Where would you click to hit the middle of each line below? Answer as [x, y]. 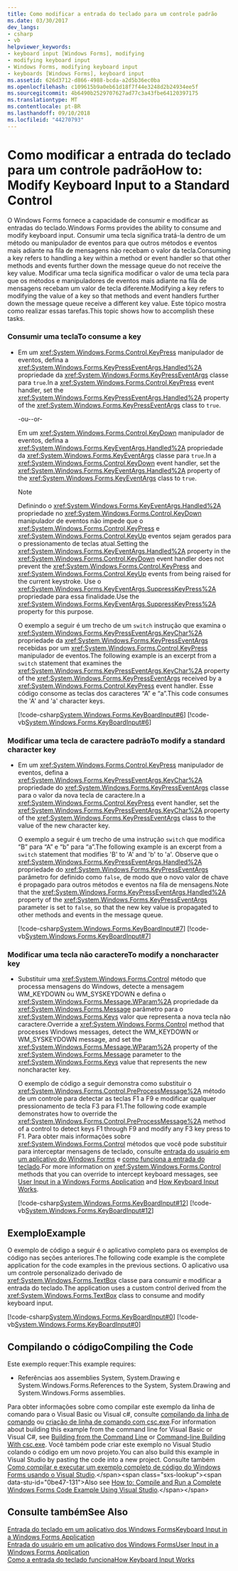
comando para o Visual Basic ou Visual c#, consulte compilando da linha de [118, 1414]
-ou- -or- [30, 419]
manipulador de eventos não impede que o [80, 521]
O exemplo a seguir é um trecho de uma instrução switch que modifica [121, 840]
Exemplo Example [47, 1233]
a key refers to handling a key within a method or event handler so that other [119, 258]
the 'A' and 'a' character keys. [61, 701]
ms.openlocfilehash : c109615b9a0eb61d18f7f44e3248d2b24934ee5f [103, 87]
